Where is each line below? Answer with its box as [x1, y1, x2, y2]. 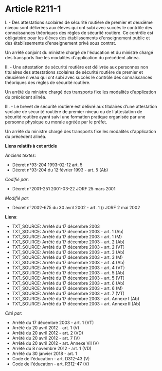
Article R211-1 [5, 3, 61, 15]
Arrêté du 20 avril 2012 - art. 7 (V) [12, 335, 80, 341]
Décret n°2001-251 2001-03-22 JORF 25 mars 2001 [12, 185, 116, 191]
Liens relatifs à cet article [5, 143, 57, 149]
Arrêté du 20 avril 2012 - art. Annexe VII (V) [12, 340, 99, 346]
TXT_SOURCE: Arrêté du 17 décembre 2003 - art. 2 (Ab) [12, 239, 125, 245]
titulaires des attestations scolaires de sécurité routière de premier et [5, 69, 143, 75]
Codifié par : [5, 176, 29, 182]
